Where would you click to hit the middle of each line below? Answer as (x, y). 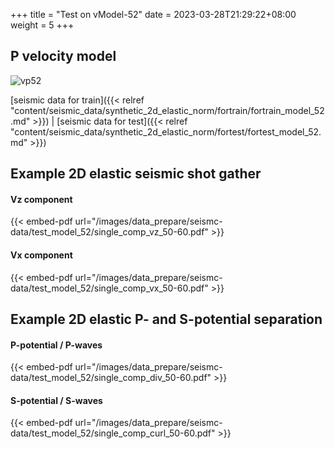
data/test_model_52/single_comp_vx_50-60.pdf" (109, 288)
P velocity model (63, 56)
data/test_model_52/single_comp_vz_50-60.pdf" (109, 232)
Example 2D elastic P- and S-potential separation (166, 319)
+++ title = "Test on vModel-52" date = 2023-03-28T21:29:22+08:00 (153, 14)
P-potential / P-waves (56, 345)
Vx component (41, 255)
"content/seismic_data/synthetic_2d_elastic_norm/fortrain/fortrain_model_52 (167, 110)
